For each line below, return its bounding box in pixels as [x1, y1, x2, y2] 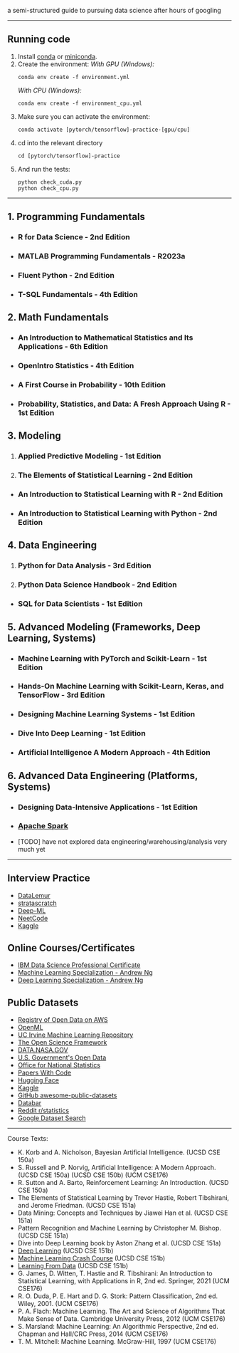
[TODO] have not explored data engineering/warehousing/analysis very [17, 837, 228, 846]
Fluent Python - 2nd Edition [17, 270, 115, 280]
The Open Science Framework [17, 1038, 107, 1047]
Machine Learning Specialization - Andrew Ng [17, 968, 153, 977]
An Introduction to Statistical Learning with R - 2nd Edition [17, 489, 223, 499]
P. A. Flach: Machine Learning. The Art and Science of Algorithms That [17, 1307, 225, 1316]
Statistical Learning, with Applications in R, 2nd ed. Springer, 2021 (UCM [17, 1277, 230, 1285]
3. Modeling [7, 430, 62, 442]
